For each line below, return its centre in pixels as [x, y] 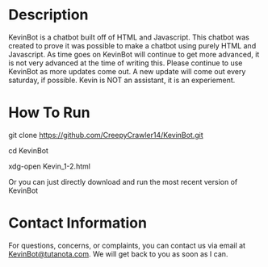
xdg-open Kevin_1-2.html [50, 166]
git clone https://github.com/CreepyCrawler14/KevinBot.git [106, 135]
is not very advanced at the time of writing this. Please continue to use [126, 63]
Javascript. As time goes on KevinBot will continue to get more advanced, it [134, 54]
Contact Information [78, 223]
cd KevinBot [28, 150]
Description [48, 15]
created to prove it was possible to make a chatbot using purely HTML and [132, 45]
